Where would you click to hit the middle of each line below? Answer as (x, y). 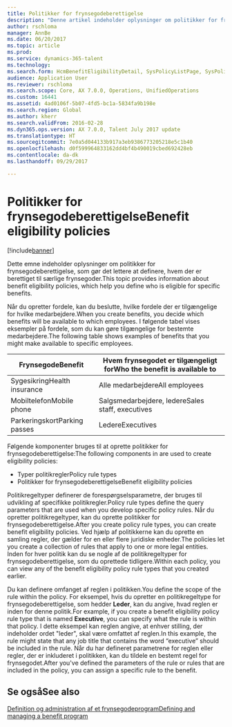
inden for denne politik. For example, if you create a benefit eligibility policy (113, 611)
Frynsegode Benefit (51, 365)
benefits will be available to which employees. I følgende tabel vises (104, 321)
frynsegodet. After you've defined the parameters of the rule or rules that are (116, 663)
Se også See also (43, 692)
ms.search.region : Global (44, 110)
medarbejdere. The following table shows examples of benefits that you (108, 335)
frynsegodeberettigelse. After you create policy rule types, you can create (112, 524)
